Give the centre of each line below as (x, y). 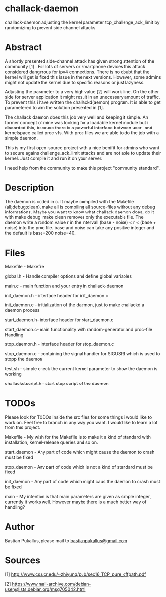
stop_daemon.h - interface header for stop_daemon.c (60, 344)
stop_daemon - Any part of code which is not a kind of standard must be (79, 467)
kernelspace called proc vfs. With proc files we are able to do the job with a (82, 133)
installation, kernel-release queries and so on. (52, 442)
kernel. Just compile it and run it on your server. (54, 158)
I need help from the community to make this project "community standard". (82, 168)
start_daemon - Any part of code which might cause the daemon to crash (80, 452)
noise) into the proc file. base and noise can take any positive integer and (80, 227)
